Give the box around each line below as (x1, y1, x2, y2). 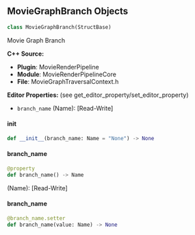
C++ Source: (7, 49, 44, 58)
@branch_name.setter (7, 214, 66, 222)
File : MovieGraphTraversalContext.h (16, 77, 119, 85)
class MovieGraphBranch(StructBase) (7, 23, 112, 30)
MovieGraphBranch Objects (7, 5, 129, 17)
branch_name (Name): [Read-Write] (16, 104, 114, 112)
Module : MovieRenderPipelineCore (16, 70, 116, 78)
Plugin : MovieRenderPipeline (16, 63, 99, 71)
